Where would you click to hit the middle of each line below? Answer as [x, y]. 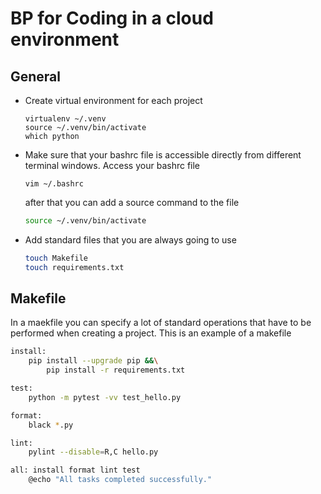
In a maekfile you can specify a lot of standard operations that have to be [161, 323]
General [36, 76]
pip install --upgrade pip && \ [93, 361]
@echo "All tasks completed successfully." [120, 480]
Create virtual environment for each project [113, 100]
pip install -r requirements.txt [116, 370]
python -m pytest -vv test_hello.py [105, 397]
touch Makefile [56, 258]
